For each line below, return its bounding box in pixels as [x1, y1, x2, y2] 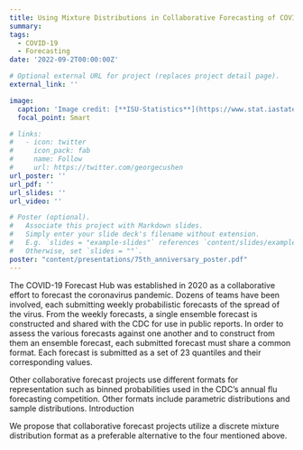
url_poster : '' [9, 171, 67, 181]
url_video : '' [9, 196, 63, 206]
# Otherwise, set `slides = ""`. [9, 246, 143, 256]
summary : [9, 22, 42, 31]
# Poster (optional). [9, 213, 91, 222]
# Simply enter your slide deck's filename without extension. [9, 230, 260, 239]
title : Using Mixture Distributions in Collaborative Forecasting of [9, 13, 277, 23]
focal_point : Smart [17, 113, 91, 122]
